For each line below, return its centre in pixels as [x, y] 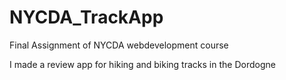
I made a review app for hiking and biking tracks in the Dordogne [142, 64]
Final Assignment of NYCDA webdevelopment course [119, 45]
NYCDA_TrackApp [86, 17]
